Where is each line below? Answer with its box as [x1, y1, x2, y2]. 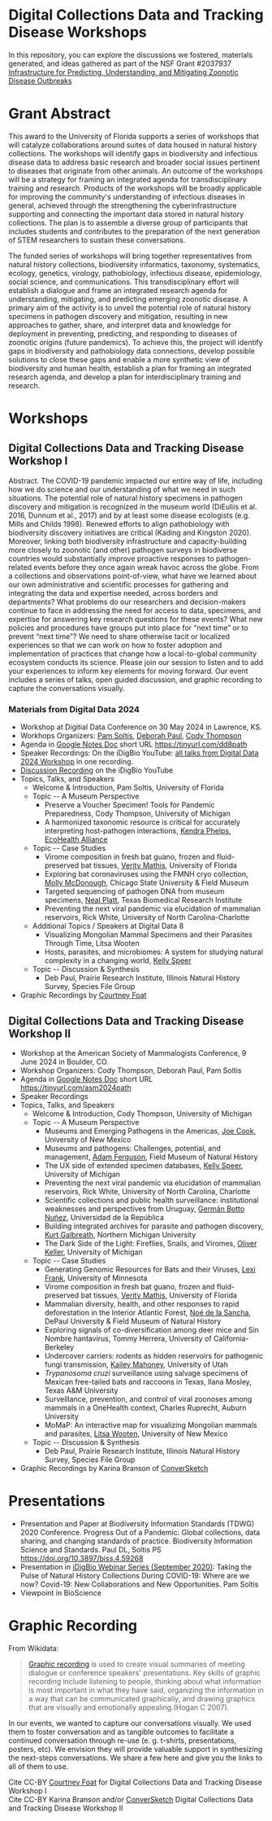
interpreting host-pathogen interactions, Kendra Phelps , [44, 826, 231, 836]
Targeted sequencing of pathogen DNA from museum [44, 886, 225, 896]
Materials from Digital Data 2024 [8, 703, 140, 715]
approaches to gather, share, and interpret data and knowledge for [8, 320, 231, 330]
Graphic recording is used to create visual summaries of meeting [28, 1659, 245, 1669]
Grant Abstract [8, 104, 111, 123]
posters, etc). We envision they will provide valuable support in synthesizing [8, 1744, 263, 1753]
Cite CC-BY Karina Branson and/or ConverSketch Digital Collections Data [8, 1794, 253, 1804]
